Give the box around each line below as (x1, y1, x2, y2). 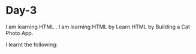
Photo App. (5, 29, 34, 36)
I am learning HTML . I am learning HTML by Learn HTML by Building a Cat (5, 23, 190, 30)
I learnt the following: (5, 41, 58, 48)
